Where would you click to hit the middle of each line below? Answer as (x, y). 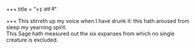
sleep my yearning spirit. (36, 27)
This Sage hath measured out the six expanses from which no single (90, 33)
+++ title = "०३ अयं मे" (32, 9)
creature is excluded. (32, 40)
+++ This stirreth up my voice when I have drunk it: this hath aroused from (98, 21)
